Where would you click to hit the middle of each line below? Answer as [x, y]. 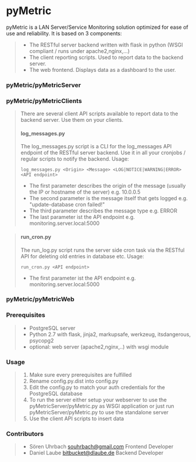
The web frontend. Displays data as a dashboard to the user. [103, 69]
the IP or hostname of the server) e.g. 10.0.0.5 [85, 192]
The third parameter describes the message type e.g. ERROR [103, 211]
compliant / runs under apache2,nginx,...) [79, 51]
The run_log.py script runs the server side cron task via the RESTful [102, 250]
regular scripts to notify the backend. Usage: [75, 159]
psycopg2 [41, 340]
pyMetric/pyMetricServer [44, 85]
